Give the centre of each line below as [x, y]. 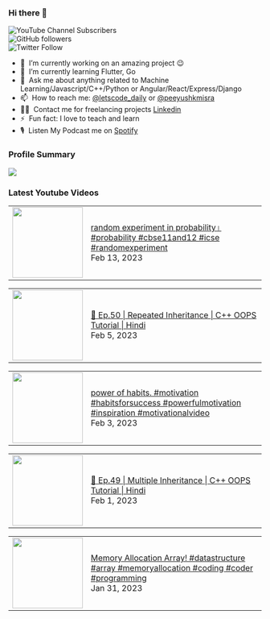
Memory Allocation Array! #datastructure [168, 558]
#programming [119, 578]
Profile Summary [42, 155]
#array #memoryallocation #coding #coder [172, 567]
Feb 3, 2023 [115, 422]
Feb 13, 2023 [117, 257]
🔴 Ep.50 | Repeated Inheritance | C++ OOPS [174, 315]
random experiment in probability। [156, 227]
